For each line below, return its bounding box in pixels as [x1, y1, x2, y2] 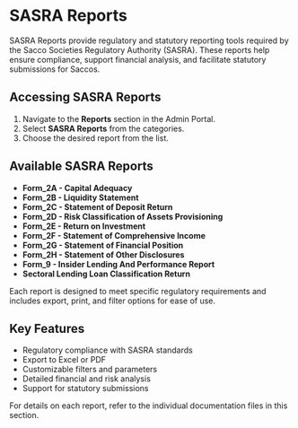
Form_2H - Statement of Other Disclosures [22, 249, 185, 260]
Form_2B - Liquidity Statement [22, 192, 139, 203]
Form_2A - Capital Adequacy [22, 182, 133, 193]
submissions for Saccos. [9, 64, 101, 74]
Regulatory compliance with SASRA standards [22, 345, 193, 355]
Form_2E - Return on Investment [22, 221, 146, 231]
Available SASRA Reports [9, 159, 154, 174]
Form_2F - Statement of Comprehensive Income [22, 230, 206, 240]
